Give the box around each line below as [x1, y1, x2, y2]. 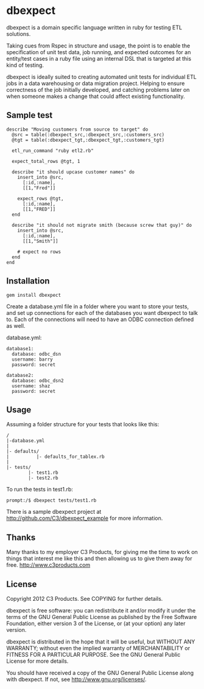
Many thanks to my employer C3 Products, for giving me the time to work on [6, 549, 198, 556]
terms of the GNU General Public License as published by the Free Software [6, 614, 197, 620]
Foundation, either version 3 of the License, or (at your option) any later [6, 620, 186, 627]
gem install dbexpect [6, 292, 62, 298]
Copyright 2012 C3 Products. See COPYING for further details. [6, 595, 163, 602]
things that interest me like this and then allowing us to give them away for [6, 555, 193, 563]
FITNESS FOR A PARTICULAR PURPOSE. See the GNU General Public [6, 651, 181, 658]
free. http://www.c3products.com [6, 561, 91, 569]
